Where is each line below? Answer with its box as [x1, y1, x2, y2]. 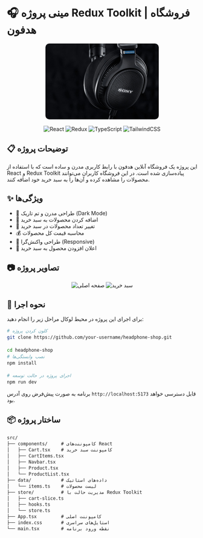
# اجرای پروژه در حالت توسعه [7, 372, 71, 379]
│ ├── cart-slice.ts [7, 495, 64, 502]
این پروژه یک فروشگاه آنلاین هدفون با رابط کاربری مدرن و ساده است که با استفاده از [7, 163, 198, 170]
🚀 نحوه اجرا [7, 299, 46, 309]
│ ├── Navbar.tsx [7, 459, 56, 465]
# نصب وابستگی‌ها [7, 354, 45, 360]
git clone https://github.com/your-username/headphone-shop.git [7, 334, 172, 341]
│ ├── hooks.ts [7, 501, 51, 508]
